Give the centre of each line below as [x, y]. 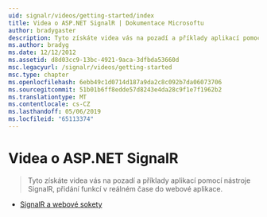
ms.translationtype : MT [48, 97]
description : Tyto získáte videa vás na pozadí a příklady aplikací [124, 38]
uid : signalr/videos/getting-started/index [81, 15]
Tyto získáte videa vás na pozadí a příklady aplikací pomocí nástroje [139, 180]
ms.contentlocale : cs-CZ [49, 104]
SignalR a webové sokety [61, 204]
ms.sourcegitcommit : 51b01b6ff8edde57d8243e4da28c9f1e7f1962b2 [115, 89]
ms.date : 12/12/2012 [43, 52]
